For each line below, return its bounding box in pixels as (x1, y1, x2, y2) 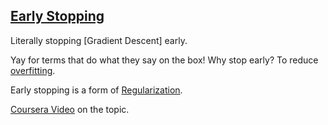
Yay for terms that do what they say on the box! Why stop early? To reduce (10, 54, 319, 66)
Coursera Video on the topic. (10, 103, 130, 115)
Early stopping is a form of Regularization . (10, 84, 183, 96)
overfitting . (10, 64, 56, 76)
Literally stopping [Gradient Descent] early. (10, 34, 188, 46)
